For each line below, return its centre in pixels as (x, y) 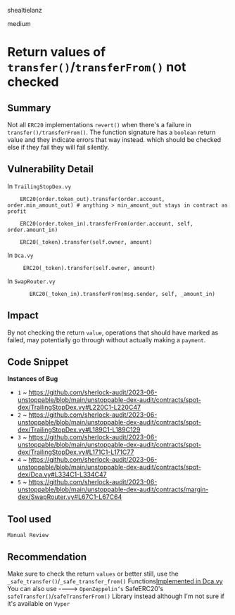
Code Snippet (38, 362)
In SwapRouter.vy (32, 281)
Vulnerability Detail (50, 169)
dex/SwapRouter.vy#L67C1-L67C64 (70, 497)
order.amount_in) (33, 230)
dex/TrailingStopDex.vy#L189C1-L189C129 (79, 430)
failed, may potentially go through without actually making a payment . (107, 339)
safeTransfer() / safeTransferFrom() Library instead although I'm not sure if (116, 596)
